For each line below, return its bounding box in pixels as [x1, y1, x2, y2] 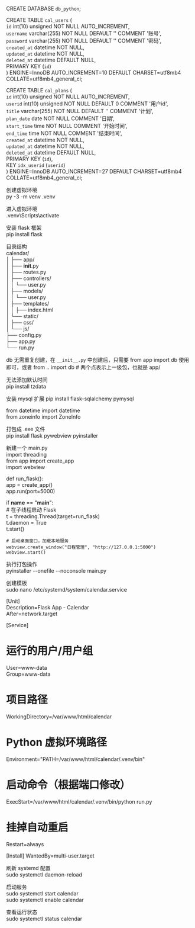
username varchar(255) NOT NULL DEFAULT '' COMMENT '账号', [6, 30, 161, 37]
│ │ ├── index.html [6, 306, 54, 313]
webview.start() [6, 550, 46, 555]
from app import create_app [6, 457, 74, 464]
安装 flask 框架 [6, 224, 42, 231]
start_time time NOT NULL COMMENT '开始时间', [6, 123, 128, 129]
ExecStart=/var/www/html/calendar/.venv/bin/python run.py [6, 798, 152, 805]
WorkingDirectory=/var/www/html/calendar [6, 713, 112, 720]
